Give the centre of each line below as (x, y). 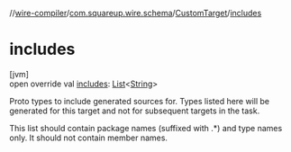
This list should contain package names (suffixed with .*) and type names (146, 128)
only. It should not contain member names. (89, 138)
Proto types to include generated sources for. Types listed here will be (140, 101)
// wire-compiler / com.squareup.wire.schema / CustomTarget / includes (136, 13)
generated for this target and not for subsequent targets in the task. (135, 111)
